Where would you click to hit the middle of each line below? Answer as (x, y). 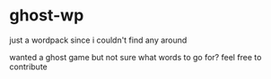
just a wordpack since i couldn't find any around (98, 40)
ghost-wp (47, 16)
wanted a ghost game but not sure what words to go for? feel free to (135, 57)
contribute (28, 67)
